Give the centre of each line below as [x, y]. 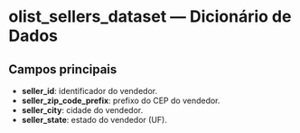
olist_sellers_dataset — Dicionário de [150, 17]
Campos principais [63, 69]
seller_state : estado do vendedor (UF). [94, 120]
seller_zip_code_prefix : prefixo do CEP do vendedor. [121, 100]
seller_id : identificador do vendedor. [89, 91]
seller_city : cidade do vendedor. [82, 110]
